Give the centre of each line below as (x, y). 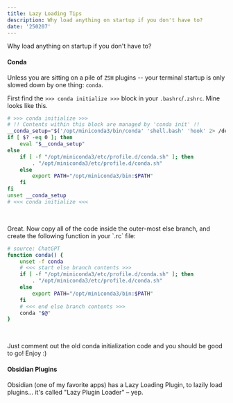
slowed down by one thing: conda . (55, 84)
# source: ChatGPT (34, 249)
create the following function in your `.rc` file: (72, 235)
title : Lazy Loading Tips (44, 14)
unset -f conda (42, 261)
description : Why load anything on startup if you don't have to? (105, 20)
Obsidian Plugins (32, 369)
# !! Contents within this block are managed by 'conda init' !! (103, 125)
